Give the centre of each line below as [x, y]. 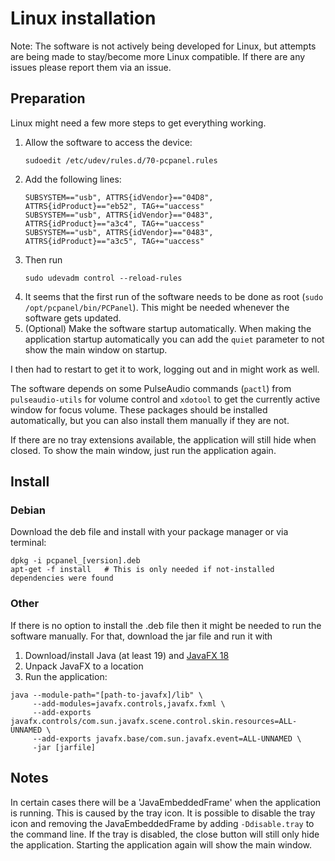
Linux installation [83, 18]
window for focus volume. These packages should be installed [139, 409]
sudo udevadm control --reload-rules [103, 278]
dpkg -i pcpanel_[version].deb [75, 561]
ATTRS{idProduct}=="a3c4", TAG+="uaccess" [114, 223]
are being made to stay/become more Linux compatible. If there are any [158, 56]
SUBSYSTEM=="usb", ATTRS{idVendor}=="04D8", [119, 197]
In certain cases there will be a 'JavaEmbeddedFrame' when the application [166, 802]
